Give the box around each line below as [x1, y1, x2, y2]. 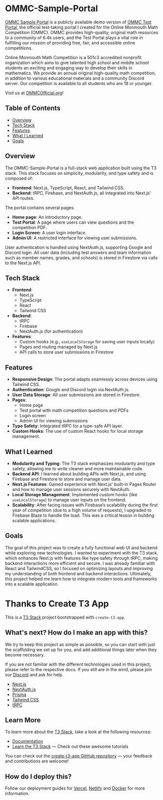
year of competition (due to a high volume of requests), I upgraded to [12, 507, 152, 513]
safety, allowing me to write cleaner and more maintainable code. [12, 466, 144, 471]
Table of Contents [5, 104, 61, 112]
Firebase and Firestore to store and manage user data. [12, 476, 122, 482]
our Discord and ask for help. [5, 672, 64, 677]
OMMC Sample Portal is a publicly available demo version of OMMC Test [5, 19, 152, 25]
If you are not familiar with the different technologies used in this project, [5, 661, 151, 667]
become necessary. [5, 652, 45, 657]
